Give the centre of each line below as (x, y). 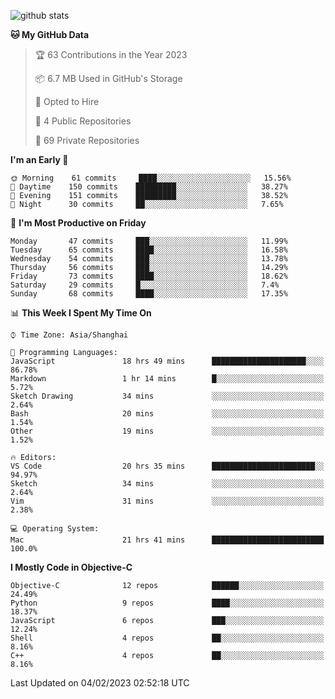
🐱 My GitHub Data (50, 34)
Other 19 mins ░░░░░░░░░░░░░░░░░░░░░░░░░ (167, 431)
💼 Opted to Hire (67, 101)
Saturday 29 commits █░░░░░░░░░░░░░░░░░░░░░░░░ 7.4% (145, 285)
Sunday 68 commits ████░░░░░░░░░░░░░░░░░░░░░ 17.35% (149, 294)
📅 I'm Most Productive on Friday (78, 223)
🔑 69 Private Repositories (87, 140)
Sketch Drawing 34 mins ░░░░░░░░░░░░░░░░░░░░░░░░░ (167, 396)
